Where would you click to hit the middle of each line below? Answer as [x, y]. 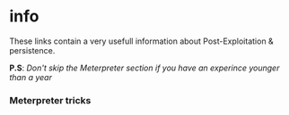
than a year [31, 77]
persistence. [32, 50]
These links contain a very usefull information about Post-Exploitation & [141, 41]
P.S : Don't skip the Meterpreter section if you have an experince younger [144, 68]
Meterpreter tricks [50, 100]
